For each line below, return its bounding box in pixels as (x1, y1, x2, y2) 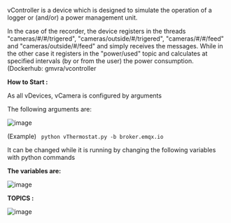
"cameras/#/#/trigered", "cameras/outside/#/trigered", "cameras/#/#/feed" (7, 34, 224, 43)
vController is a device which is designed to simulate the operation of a (7, 6, 212, 14)
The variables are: (7, 167, 62, 175)
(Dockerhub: (7, 65, 43, 72)
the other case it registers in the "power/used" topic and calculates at (7, 49, 208, 58)
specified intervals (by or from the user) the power (7, 57, 153, 65)
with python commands (7, 154, 76, 161)
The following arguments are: (7, 105, 92, 113)
